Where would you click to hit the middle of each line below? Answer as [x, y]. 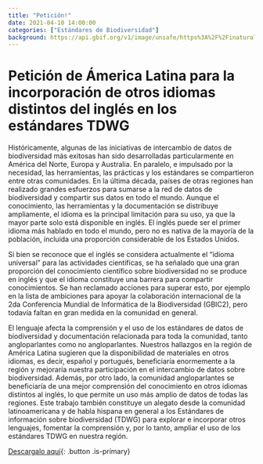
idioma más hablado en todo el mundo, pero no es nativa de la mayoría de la [131, 231]
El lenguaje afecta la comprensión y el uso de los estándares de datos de [126, 328]
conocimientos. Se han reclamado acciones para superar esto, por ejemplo [129, 288]
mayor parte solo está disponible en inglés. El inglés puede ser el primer [124, 223]
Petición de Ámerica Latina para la [121, 76]
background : [27, 37]
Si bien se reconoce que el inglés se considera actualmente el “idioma [121, 255]
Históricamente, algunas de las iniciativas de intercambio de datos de [120, 148]
